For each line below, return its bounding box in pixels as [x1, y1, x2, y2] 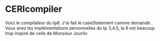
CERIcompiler [5, 3, 63, 15]
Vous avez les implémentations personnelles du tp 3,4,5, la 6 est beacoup [5, 25, 155, 31]
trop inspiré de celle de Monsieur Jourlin [5, 30, 88, 36]
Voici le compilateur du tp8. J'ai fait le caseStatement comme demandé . [5, 20, 153, 26]
